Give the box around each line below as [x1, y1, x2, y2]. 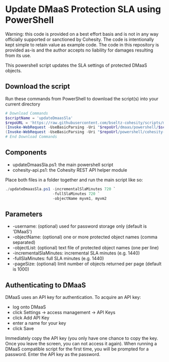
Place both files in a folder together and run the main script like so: [5, 177, 143, 183]
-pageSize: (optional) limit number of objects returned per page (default [12, 261, 162, 267]
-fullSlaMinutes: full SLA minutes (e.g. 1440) [12, 255, 104, 262]
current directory [5, 101, 41, 107]
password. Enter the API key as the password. [5, 351, 101, 357]
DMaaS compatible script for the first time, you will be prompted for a [5, 346, 149, 352]
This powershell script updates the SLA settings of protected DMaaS [5, 62, 147, 68]
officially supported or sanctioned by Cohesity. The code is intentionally [5, 36, 154, 42]
